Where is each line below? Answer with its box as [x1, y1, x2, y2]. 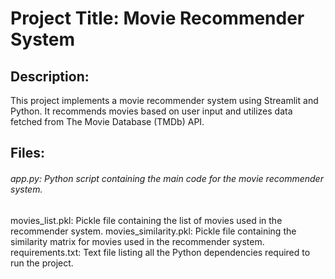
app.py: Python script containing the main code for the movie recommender [10, 172, 324, 184]
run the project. [10, 257, 74, 269]
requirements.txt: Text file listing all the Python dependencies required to [10, 246, 311, 258]
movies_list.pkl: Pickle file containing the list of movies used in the [10, 214, 283, 226]
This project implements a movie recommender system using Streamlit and [10, 95, 319, 106]
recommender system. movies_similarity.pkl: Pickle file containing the [10, 225, 297, 237]
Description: [10, 68, 90, 85]
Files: [10, 145, 45, 162]
